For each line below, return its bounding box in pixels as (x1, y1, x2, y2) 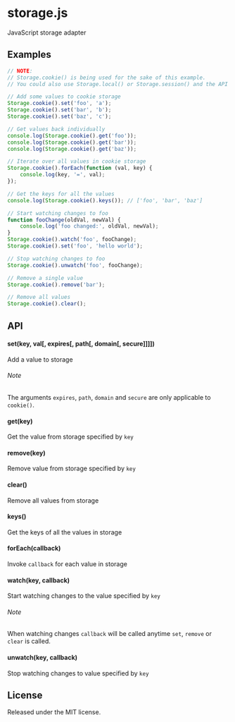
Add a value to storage (7, 355, 73, 364)
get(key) (7, 417, 33, 425)
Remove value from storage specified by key (7, 464, 136, 473)
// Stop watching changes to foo (7, 255, 106, 262)
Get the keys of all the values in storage (7, 527, 122, 537)
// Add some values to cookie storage (7, 93, 121, 100)
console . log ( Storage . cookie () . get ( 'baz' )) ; (7, 145, 137, 152)
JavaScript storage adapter (7, 28, 87, 37)
